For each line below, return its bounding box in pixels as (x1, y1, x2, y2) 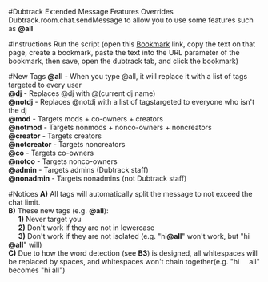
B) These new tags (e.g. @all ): (8, 206, 110, 215)
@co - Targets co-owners (8, 148, 94, 157)
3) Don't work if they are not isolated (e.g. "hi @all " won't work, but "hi (18, 232, 250, 240)
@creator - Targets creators (8, 131, 102, 141)
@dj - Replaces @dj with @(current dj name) (8, 89, 156, 98)
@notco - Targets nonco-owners (8, 157, 118, 166)
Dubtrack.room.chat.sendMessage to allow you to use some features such (8, 15, 254, 25)
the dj (8, 105, 27, 115)
